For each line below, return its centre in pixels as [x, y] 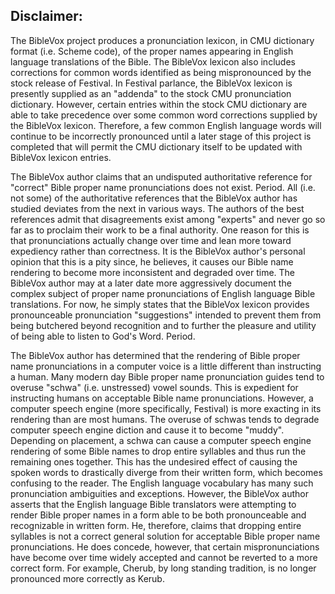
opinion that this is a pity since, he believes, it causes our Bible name [152, 261]
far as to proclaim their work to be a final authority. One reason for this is [160, 230]
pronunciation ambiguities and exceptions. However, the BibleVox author [159, 493]
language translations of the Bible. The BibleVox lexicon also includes [153, 61]
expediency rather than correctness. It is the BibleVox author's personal [158, 251]
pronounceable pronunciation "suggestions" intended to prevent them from [166, 315]
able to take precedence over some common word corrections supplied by [164, 115]
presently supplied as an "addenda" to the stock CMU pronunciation [151, 93]
